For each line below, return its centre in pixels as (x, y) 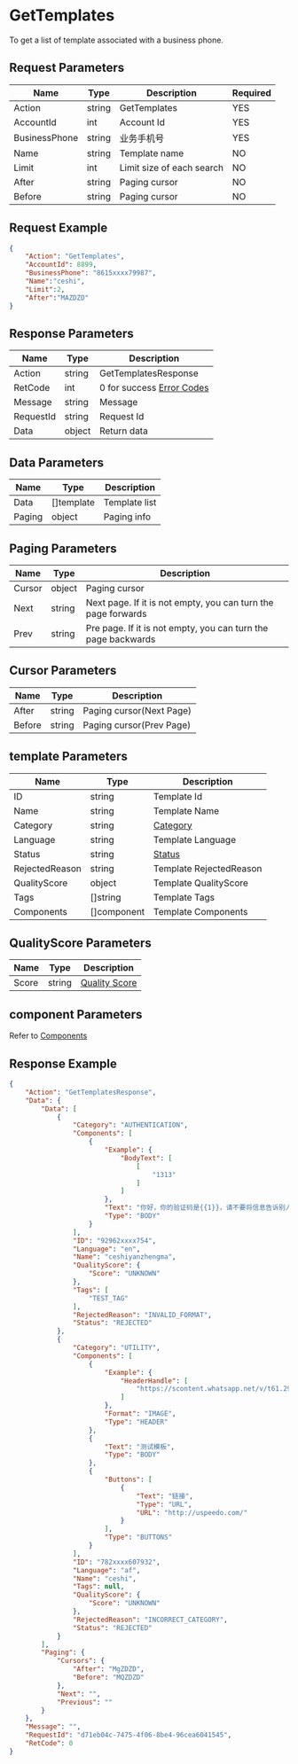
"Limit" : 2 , (45, 289)
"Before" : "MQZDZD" (108, 1678)
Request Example (59, 228)
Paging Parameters (63, 548)
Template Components (201, 911)
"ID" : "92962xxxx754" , (114, 1241)
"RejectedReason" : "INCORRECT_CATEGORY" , (150, 1620)
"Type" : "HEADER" (136, 1422)
